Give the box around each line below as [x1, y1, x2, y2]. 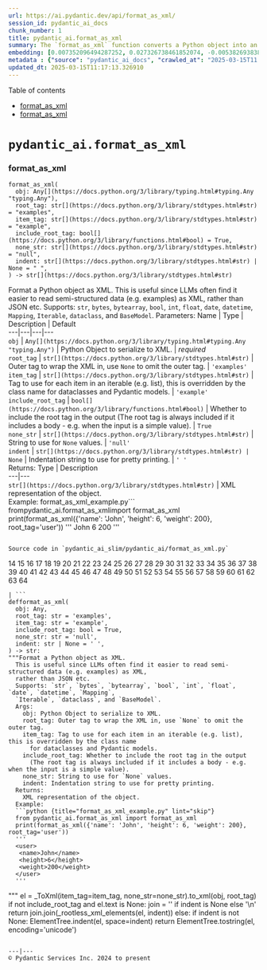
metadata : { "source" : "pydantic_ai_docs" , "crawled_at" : [8, 57, 204, 65]
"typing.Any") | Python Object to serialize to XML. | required [8, 344, 207, 355]
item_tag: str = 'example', [15, 619, 109, 627]
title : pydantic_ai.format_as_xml [8, 33, 123, 42]
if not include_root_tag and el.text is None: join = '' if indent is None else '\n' [8, 900, 257, 909]
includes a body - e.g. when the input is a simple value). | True [8, 421, 212, 430]
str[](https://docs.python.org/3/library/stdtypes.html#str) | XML [8, 480, 236, 490]
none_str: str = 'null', [15, 633, 98, 642]
